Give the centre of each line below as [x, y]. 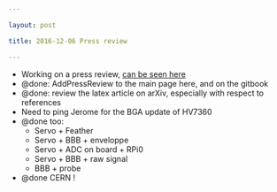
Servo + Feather [64, 130]
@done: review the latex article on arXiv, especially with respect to [142, 93]
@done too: [42, 121]
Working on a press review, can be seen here [104, 74]
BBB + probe [58, 168]
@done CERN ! [48, 177]
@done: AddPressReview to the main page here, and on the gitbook [145, 83]
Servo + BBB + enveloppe [81, 140]
